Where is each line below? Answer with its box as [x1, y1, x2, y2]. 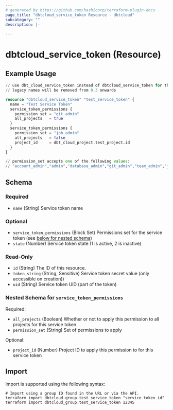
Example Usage [5, 69, 57, 78]
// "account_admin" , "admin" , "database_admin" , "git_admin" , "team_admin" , [5, 164, 165, 169]
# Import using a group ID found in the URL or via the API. [5, 390, 140, 396]
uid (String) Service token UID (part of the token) [12, 281, 117, 288]
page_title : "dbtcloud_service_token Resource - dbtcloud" [5, 12, 135, 17]
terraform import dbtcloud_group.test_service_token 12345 [5, 400, 135, 405]
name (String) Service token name [12, 205, 83, 211]
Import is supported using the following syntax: [5, 381, 106, 387]
